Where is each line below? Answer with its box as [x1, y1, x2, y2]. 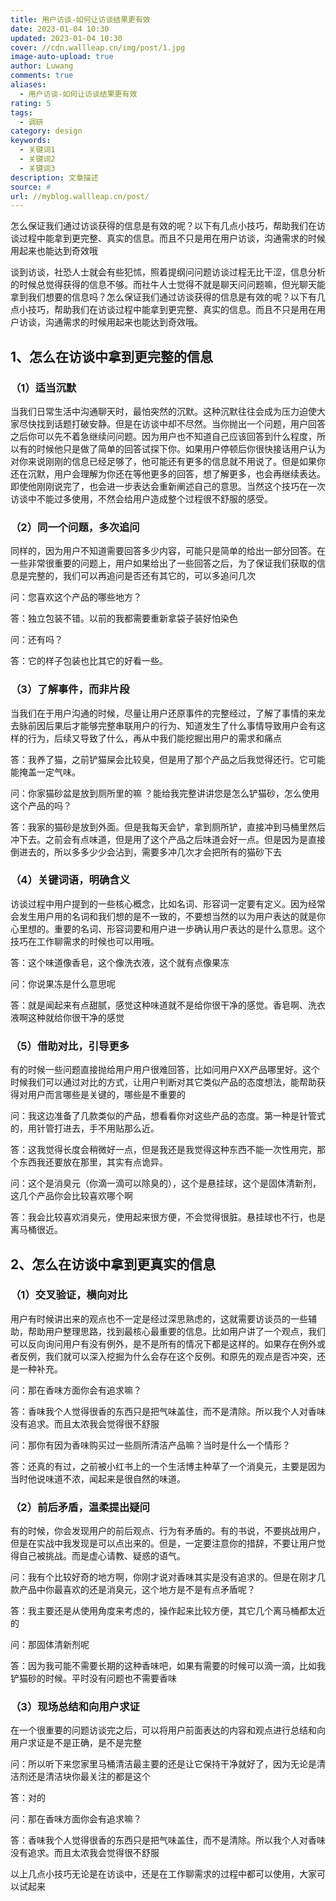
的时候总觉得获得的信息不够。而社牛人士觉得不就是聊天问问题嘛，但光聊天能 [10, 279, 326, 291]
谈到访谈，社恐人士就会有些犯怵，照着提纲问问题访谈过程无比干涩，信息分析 [10, 266, 326, 278]
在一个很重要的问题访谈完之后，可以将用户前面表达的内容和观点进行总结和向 [10, 1724, 326, 1736]
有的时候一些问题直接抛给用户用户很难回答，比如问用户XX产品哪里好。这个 [10, 1064, 321, 1076]
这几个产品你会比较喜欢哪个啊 [10, 1190, 133, 1202]
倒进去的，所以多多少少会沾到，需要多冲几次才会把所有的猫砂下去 [10, 846, 282, 858]
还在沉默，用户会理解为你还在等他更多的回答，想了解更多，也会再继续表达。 [10, 467, 326, 480]
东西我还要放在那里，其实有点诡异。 [18, 1156, 168, 1168]
